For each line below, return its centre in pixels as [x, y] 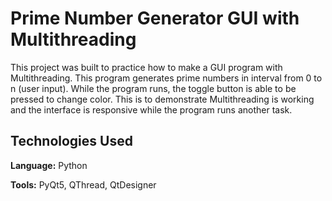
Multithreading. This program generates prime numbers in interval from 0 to [166, 78]
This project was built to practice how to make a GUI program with [146, 67]
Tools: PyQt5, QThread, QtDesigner [83, 184]
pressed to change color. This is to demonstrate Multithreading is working [162, 99]
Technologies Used [71, 141]
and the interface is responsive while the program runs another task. [151, 109]
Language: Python [49, 165]
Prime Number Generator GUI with [155, 18]
